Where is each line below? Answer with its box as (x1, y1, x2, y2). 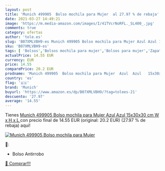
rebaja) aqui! (5, 122, 31, 128)
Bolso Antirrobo (12, 151, 44, 157)
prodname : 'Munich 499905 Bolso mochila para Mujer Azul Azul (5, 71, 141, 76)
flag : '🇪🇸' (5, 80, 29, 85)
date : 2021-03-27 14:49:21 (5, 16, 60, 21)
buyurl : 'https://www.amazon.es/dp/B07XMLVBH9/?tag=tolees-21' (5, 89, 137, 94)
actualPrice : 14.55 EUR (5, 53, 54, 58)
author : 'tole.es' (5, 35, 43, 40)
